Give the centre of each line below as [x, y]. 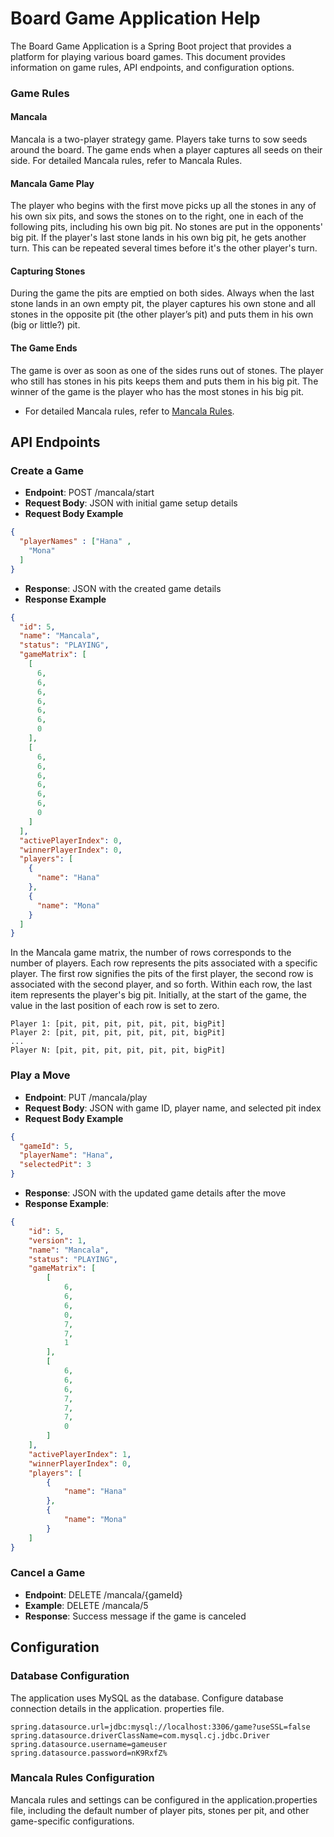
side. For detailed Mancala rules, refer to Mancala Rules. [126, 161]
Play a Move [40, 1075]
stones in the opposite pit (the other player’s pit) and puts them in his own [162, 314]
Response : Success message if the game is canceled [135, 1616]
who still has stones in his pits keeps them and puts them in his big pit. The [164, 381]
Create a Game [47, 470]
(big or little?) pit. [45, 325]
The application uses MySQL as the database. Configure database [147, 1698]
